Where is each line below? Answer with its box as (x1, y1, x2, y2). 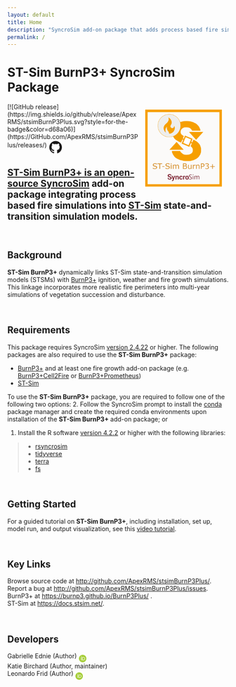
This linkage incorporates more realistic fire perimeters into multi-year (7, 283, 210, 291)
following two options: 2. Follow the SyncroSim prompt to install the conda (7, 400, 223, 408)
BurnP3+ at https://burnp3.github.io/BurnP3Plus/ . (7, 592, 152, 600)
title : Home (7, 18, 42, 26)
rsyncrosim (34, 442, 68, 451)
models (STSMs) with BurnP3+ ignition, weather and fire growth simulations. (7, 275, 229, 284)
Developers (7, 633, 59, 645)
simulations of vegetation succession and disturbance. (7, 290, 166, 298)
